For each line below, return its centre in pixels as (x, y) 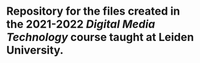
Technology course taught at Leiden (100, 37)
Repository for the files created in (93, 11)
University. (35, 50)
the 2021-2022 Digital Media (81, 24)
